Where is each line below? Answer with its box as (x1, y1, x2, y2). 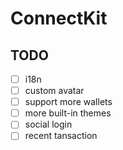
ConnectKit (10, 7, 108, 30)
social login (24, 118, 73, 131)
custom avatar (24, 85, 85, 97)
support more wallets (24, 96, 113, 108)
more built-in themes (24, 107, 112, 119)
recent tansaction (24, 130, 98, 142)
